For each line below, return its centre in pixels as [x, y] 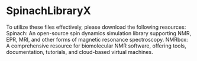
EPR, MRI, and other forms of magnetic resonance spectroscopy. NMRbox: [97, 39]
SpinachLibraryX [49, 11]
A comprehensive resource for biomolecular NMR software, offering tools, [96, 46]
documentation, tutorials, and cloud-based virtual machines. [80, 52]
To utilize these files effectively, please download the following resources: [96, 27]
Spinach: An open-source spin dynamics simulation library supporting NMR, [99, 33]
